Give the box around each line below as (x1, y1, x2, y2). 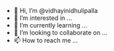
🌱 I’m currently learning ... (13, 21, 88, 29)
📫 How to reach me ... (13, 37, 78, 44)
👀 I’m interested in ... (13, 14, 73, 22)
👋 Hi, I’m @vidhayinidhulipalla (13, 7, 98, 14)
